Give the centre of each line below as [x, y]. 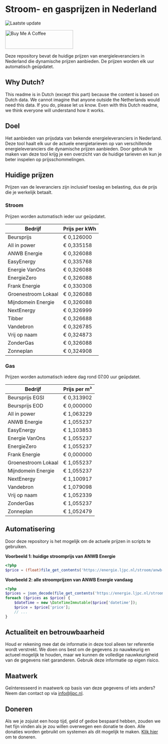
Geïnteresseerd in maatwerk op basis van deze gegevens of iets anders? [80, 688]
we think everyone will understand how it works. [55, 110]
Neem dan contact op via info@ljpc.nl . [44, 693]
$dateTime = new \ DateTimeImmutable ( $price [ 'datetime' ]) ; [76, 603]
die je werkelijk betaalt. [29, 192]
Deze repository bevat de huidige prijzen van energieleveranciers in [75, 56]
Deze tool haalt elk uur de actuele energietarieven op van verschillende [78, 143]
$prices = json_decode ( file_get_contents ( [50, 593]
